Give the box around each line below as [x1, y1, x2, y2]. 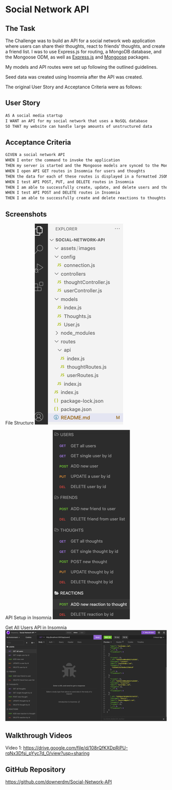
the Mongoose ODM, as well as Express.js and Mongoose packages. [5, 54, 150, 60]
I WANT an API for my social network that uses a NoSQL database [5, 118, 147, 124]
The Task [5, 24, 36, 33]
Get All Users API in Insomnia [5, 624, 67, 630]
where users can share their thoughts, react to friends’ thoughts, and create [5, 43, 165, 49]
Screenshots [5, 209, 47, 219]
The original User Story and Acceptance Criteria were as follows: [5, 84, 142, 90]
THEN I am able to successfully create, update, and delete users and [5, 185, 159, 190]
